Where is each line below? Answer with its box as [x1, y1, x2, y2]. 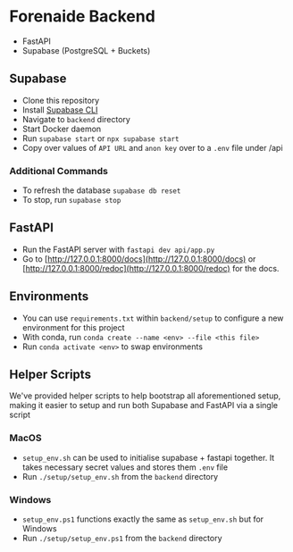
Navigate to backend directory [21, 113, 131, 124]
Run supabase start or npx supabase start [21, 132, 180, 144]
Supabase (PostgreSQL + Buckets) [21, 45, 151, 55]
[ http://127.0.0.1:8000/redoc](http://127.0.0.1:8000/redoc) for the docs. [21, 263, 280, 273]
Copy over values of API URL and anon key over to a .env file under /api [21, 142, 283, 153]
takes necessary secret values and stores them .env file [21, 462, 229, 473]
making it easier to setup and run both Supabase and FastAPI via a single [9, 400, 279, 411]
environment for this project [21, 322, 125, 332]
